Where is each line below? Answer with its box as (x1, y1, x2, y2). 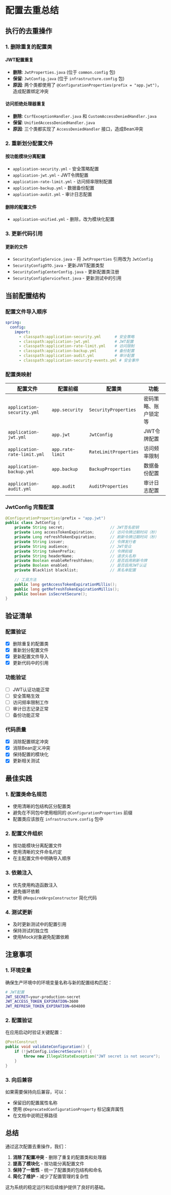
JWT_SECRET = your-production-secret (5, 994, 81, 1000)
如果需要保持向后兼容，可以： (5, 1088, 68, 1095)
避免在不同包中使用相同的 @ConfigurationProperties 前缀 (12, 809, 133, 816)
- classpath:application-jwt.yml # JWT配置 (18, 339, 134, 344)
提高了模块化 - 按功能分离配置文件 (12, 1160, 85, 1166)
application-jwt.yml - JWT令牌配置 (12, 172, 89, 179)
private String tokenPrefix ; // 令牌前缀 (14, 549, 132, 554)
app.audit (51, 484, 75, 490)
